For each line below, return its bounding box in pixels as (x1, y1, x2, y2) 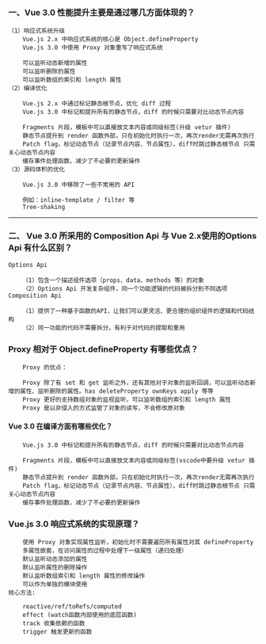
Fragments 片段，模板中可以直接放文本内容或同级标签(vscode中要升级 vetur (22, 457, 245, 465)
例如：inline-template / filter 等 (22, 196, 135, 204)
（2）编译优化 (8, 85, 47, 93)
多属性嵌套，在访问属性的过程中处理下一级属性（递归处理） (22, 547, 188, 555)
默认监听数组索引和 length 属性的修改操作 (22, 572, 146, 580)
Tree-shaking (22, 204, 66, 211)
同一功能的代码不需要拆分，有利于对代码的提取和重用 (37, 323, 185, 332)
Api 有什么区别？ (8, 242, 73, 253)
